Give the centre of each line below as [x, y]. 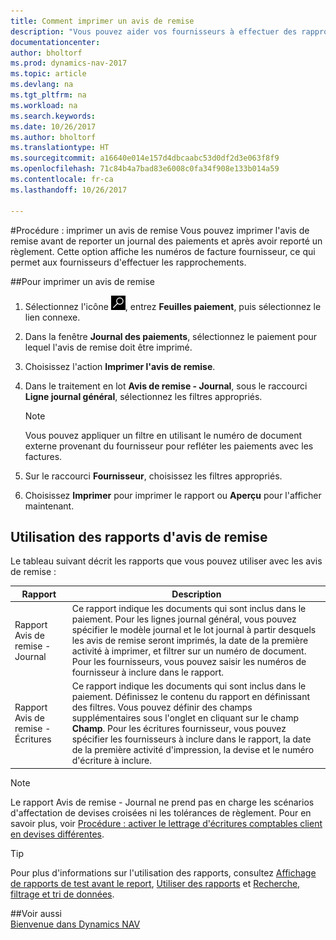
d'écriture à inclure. [111, 761]
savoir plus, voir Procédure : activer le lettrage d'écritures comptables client [166, 823]
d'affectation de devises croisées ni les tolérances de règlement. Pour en [161, 812]
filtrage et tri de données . [62, 894]
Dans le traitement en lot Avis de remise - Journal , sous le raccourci [166, 386]
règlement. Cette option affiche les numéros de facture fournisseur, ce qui [163, 251]
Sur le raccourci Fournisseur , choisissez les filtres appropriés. [153, 476]
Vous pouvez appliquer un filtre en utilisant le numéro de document [163, 435]
